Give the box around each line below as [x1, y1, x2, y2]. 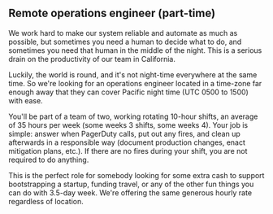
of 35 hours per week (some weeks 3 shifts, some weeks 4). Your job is [8, 120, 249, 129]
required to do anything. [8, 155, 89, 164]
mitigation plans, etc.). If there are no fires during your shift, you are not [8, 146, 248, 155]
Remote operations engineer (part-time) [8, 7, 216, 20]
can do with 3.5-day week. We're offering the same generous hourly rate [8, 187, 253, 198]
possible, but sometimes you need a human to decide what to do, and [8, 37, 242, 46]
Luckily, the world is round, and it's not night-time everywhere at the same [8, 69, 258, 80]
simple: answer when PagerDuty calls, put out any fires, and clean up [8, 129, 241, 138]
